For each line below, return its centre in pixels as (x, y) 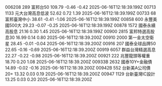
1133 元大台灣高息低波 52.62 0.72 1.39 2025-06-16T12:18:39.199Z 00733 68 (81, 13)
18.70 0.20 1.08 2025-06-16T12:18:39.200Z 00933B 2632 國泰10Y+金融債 (79, 62)
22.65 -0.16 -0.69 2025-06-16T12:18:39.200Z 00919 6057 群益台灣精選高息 (81, 50)
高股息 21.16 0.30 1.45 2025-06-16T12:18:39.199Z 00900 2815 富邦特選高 (78, 31)
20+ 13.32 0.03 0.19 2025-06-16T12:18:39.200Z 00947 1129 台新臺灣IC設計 (80, 74)
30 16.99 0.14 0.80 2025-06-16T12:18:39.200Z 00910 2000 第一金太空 (79, 37)
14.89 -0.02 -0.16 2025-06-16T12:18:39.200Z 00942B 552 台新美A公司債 (78, 68)
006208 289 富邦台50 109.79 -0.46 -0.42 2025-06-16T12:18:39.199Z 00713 (81, 7)
